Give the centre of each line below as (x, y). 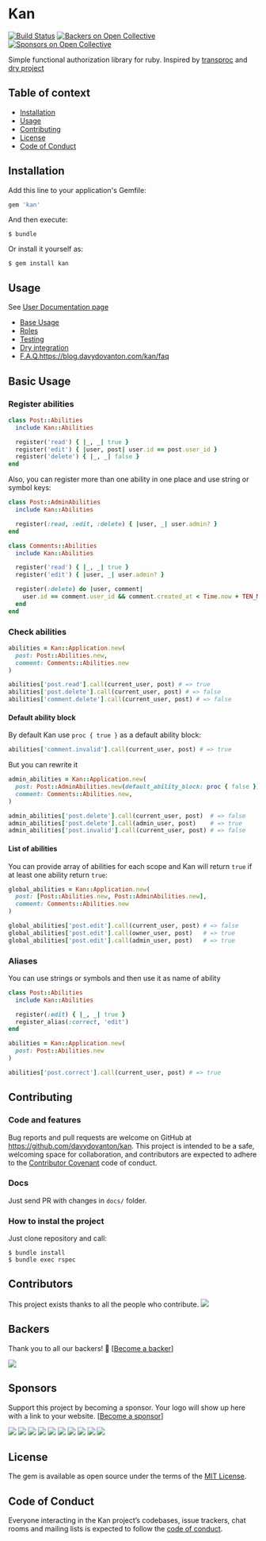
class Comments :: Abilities (53, 546)
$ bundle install (37, 1253)
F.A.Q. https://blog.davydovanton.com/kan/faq (94, 356)
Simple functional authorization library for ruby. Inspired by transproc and (128, 60)
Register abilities (41, 404)
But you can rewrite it (43, 765)
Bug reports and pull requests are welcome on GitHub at (100, 1137)
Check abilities (38, 631)
